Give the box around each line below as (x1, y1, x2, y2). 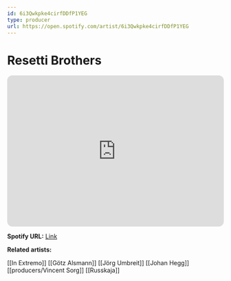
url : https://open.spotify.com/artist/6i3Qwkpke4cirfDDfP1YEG (7, 23, 189, 30)
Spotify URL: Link (7, 232, 58, 240)
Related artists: (7, 245, 52, 254)
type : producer (7, 16, 51, 23)
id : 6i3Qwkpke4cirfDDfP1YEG (7, 10, 88, 17)
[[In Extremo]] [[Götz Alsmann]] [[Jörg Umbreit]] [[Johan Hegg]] (7, 259, 190, 267)
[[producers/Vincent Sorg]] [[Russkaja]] (7, 266, 120, 275)
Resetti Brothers (7, 52, 102, 68)
